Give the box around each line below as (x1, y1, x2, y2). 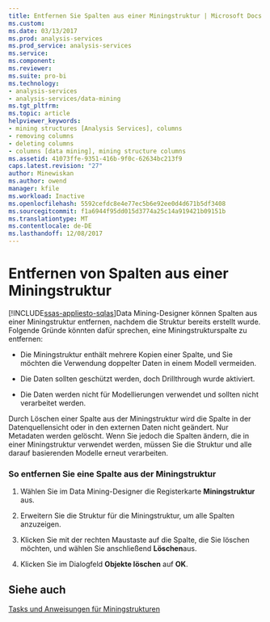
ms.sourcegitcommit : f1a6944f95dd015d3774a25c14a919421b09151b (8, 207, 226, 215)
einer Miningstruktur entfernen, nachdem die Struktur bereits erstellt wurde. (8, 317, 261, 326)
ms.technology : (8, 79, 60, 87)
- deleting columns (8, 139, 74, 148)
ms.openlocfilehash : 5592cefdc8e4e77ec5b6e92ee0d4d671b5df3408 (8, 200, 226, 208)
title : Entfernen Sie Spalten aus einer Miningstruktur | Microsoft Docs (8, 11, 263, 20)
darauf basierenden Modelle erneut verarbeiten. (8, 448, 168, 457)
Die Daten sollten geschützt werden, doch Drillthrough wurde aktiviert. (19, 373, 255, 384)
